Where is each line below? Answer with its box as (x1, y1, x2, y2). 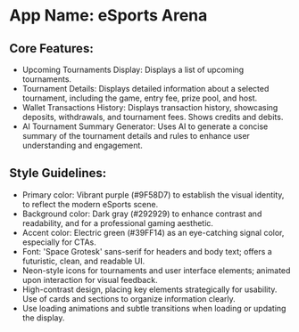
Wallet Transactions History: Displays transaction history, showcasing (21, 102, 278, 112)
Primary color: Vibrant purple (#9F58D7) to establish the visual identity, (21, 189, 285, 200)
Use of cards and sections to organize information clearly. (21, 293, 237, 304)
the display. (21, 312, 65, 323)
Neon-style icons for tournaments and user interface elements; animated (21, 264, 291, 276)
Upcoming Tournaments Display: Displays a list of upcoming (21, 64, 245, 75)
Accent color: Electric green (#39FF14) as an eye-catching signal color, (21, 227, 285, 238)
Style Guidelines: (9, 166, 107, 181)
